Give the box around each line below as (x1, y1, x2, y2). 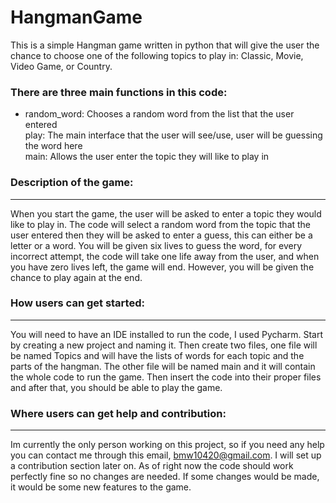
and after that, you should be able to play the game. (10, 381, 223, 393)
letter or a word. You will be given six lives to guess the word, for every (10, 239, 303, 251)
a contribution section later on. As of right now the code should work (10, 460, 294, 472)
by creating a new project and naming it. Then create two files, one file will (10, 339, 318, 351)
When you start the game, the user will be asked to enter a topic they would (10, 207, 322, 220)
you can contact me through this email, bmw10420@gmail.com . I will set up (10, 449, 322, 461)
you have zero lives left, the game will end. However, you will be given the (10, 261, 315, 273)
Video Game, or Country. (10, 60, 113, 72)
